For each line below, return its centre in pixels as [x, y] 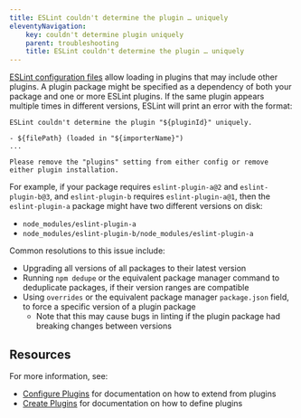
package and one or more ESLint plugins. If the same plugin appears [137, 97]
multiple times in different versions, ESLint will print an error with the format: [151, 106]
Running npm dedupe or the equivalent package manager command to [151, 278]
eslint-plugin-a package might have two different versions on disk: [136, 206]
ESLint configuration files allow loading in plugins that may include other [144, 77]
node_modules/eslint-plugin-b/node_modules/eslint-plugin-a [138, 234]
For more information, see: [59, 375]
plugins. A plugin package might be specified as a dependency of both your [150, 87]
